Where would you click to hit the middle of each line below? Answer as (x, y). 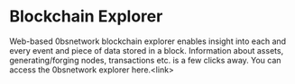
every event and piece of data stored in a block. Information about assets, (147, 50)
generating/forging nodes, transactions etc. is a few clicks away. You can (145, 60)
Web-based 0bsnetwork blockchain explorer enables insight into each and (148, 41)
